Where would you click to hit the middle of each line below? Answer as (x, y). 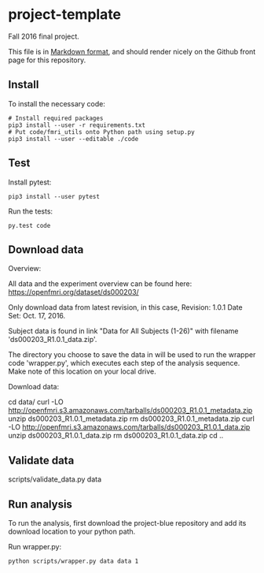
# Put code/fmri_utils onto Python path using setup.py (101, 132)
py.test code (29, 225)
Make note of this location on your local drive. (82, 371)
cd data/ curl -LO (36, 402)
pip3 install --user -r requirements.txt (77, 125)
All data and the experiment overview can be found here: (100, 284)
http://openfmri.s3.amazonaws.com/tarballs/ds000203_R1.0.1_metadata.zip (130, 411)
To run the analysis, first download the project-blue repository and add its (127, 523)
